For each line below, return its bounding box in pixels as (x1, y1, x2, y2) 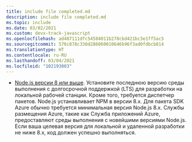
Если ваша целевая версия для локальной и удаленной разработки (14, 123, 185, 130)
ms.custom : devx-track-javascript (6, 31, 91, 36)
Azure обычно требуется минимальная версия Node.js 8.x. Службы (14, 104, 184, 111)
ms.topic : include (6, 19, 51, 25)
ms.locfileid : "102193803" (6, 63, 72, 69)
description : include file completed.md (6, 14, 107, 20)
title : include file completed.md (6, 8, 91, 15)
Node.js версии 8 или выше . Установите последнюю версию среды (14, 79, 185, 86)
